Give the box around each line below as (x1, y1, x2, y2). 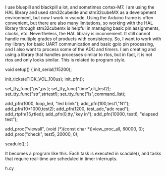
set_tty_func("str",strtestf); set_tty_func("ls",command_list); (5, 91, 126, 97)
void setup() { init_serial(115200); (5, 66, 72, 72)
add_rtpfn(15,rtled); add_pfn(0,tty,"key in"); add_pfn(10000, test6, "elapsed (5, 111, 159, 117)
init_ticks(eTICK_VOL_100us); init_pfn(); (5, 76, 84, 82)
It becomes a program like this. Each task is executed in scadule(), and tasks (5, 151, 162, 156)
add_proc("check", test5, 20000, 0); (5, 131, 79, 137)
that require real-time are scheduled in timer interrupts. (5, 156, 117, 162)
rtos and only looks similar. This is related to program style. (5, 57, 126, 62)
